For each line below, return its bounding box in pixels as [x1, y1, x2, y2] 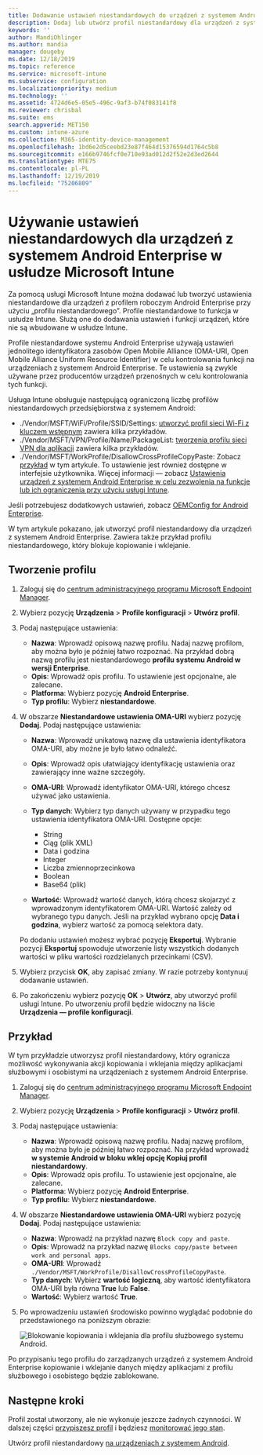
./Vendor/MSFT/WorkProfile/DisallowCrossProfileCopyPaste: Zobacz [19, 451, 241, 461]
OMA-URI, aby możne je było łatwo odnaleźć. [31, 744, 178, 753]
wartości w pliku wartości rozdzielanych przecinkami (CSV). [19, 952, 214, 961]
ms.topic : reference [8, 63, 76, 71]
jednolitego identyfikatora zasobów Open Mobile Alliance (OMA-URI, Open [8, 346, 249, 356]
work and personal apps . [31, 1250, 111, 1260]
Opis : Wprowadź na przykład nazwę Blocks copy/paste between [31, 1242, 238, 1252]
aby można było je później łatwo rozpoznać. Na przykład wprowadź [31, 1145, 250, 1154]
